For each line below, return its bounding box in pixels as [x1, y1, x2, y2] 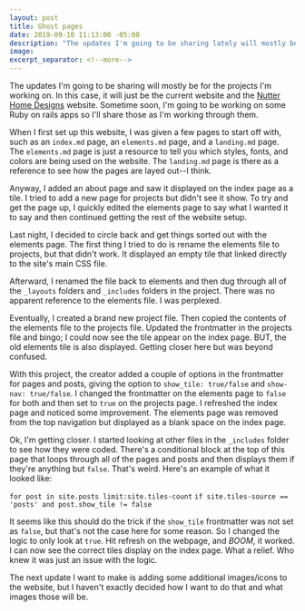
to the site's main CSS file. [9, 258, 108, 268]
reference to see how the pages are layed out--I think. [9, 165, 212, 176]
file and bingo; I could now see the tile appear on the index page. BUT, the [9, 332, 288, 343]
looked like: [9, 473, 53, 483]
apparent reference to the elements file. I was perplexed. [9, 296, 222, 305]
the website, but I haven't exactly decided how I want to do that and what [9, 582, 283, 592]
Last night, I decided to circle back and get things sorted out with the [9, 229, 268, 240]
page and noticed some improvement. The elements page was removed [9, 407, 279, 418]
